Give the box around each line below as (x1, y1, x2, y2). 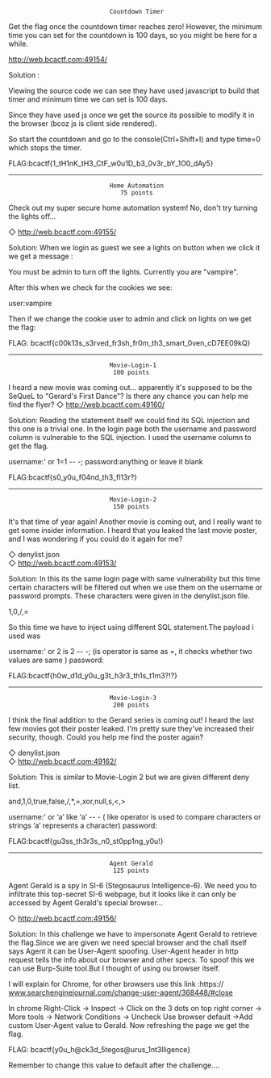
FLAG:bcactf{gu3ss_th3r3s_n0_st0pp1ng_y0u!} (8, 837, 164, 845)
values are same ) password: (8, 655, 105, 665)
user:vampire (8, 299, 52, 308)
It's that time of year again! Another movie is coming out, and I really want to (8, 517, 262, 526)
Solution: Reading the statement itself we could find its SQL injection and (8, 416, 250, 425)
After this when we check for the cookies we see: (8, 283, 173, 292)
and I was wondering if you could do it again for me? (8, 534, 183, 543)
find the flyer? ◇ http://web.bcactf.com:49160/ (8, 400, 165, 409)
